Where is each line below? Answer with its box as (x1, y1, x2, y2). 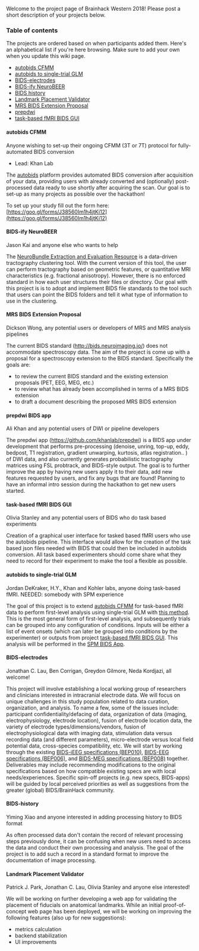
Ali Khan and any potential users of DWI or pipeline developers (6, 425, 159, 432)
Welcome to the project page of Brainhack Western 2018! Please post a (6, 5, 181, 12)
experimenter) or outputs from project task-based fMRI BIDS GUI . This (6, 634, 178, 641)
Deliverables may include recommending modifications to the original (6, 761, 176, 768)
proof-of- (163, 901, 186, 909)
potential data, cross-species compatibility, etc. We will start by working (6, 742, 182, 749)
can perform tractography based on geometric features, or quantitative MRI (6, 265, 191, 273)
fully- (178, 141, 191, 149)
